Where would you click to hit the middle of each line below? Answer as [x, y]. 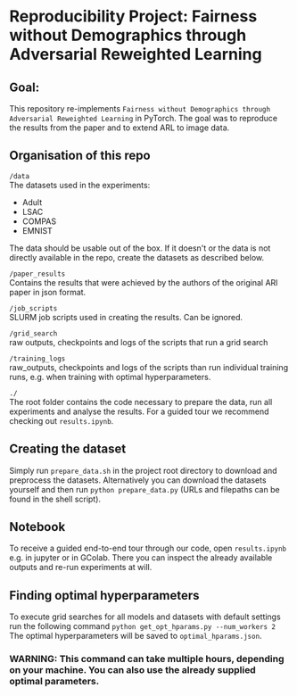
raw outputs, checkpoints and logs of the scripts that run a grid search [139, 342]
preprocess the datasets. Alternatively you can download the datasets [138, 480]
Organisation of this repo [80, 156]
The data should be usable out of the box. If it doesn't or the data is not [140, 248]
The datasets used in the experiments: [80, 185]
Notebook [37, 527]
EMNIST [37, 230]
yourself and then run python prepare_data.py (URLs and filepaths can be [144, 489]
